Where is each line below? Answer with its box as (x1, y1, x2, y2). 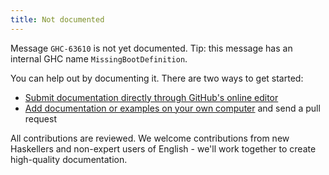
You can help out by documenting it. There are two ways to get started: (10, 72, 304, 84)
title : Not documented (10, 14, 105, 25)
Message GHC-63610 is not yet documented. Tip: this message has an (10, 42, 293, 54)
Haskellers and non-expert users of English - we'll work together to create (10, 142, 317, 155)
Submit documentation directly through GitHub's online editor (24, 91, 279, 103)
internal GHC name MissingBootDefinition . (10, 52, 188, 65)
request (24, 112, 57, 125)
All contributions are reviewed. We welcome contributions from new (10, 132, 290, 144)
